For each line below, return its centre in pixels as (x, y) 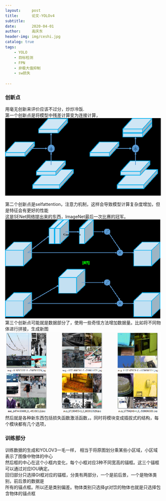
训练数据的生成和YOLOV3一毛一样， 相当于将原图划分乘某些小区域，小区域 (82, 450)
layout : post (23, 10)
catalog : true (20, 42)
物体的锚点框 (22, 493)
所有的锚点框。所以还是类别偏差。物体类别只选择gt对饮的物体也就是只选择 (81, 487)
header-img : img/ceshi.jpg (33, 37)
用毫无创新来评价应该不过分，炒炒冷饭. (45, 109)
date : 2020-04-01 (30, 26)
